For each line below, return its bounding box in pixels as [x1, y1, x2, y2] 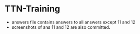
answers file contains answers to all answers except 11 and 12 [11, 19, 136, 25]
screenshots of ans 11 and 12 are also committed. [11, 24, 110, 30]
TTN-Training [4, 3, 60, 14]
